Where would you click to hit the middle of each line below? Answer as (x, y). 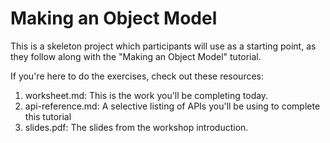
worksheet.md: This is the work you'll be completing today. (146, 95)
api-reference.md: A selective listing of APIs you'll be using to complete (172, 106)
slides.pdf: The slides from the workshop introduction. (136, 127)
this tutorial (48, 116)
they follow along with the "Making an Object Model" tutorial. (136, 56)
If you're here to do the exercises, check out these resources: (137, 76)
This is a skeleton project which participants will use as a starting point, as (163, 46)
